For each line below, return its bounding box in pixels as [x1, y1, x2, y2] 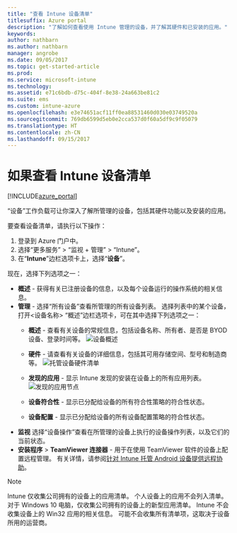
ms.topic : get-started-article [7, 63, 100, 70]
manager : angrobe [7, 50, 59, 57]
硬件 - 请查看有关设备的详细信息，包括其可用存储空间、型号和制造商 [28, 350, 227, 358]
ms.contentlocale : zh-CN [7, 129, 81, 136]
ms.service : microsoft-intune [7, 76, 97, 84]
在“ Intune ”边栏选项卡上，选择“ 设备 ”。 [17, 254, 129, 263]
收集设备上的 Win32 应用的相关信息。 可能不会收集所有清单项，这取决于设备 [7, 510, 230, 518]
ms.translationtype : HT [7, 122, 78, 130]
